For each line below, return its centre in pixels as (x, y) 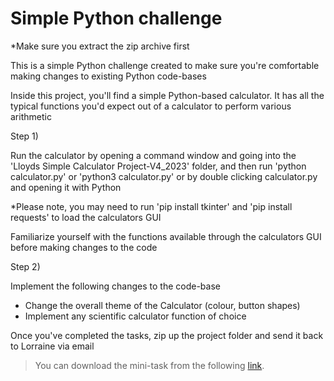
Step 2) (25, 266)
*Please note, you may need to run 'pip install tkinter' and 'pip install (151, 206)
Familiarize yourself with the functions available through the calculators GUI (166, 236)
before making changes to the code (84, 247)
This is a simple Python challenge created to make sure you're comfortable (165, 65)
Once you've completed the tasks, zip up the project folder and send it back (167, 335)
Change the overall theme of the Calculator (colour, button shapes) (162, 305)
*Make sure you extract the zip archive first (100, 46)
